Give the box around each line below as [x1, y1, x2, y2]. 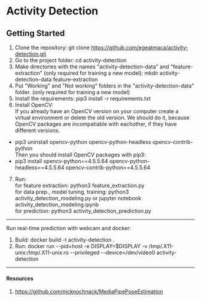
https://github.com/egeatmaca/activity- [90, 44, 188, 51]
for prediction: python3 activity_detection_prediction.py [14, 207, 151, 214]
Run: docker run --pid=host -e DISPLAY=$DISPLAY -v [14, 243, 148, 249]
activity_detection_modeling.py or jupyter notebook [14, 195, 142, 201]
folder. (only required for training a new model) [14, 89, 130, 95]
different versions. [14, 127, 60, 134]
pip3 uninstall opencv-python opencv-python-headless [14, 139, 151, 145]
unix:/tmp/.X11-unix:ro [14, 249, 69, 256]
